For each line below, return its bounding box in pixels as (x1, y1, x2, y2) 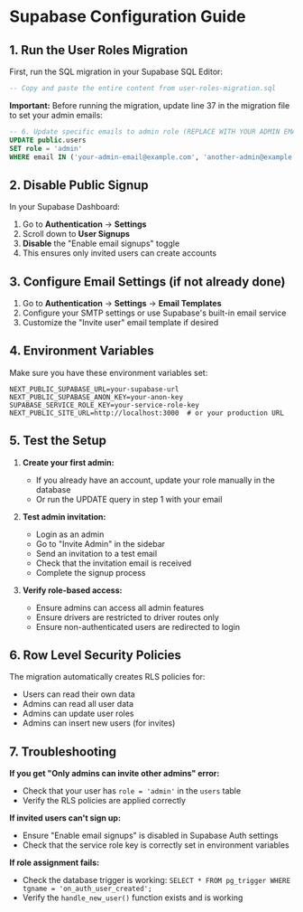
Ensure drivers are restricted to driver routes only (35, 612, 219, 623)
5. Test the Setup (9, 433, 106, 448)
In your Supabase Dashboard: (9, 202, 120, 212)
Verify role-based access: (22, 585, 123, 596)
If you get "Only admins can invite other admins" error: (9, 768, 220, 779)
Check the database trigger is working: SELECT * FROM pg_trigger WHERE (22, 875, 291, 886)
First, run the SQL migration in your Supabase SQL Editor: (9, 66, 224, 77)
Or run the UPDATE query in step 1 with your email (35, 494, 223, 504)
